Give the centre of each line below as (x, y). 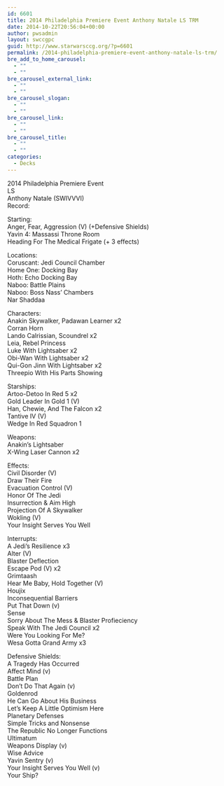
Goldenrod (23, 693)
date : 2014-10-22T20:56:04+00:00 (56, 27)
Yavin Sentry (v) (30, 760)
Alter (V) (19, 553)
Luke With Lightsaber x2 (42, 350)
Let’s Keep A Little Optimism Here (56, 708)
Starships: (22, 386)
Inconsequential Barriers (43, 598)
